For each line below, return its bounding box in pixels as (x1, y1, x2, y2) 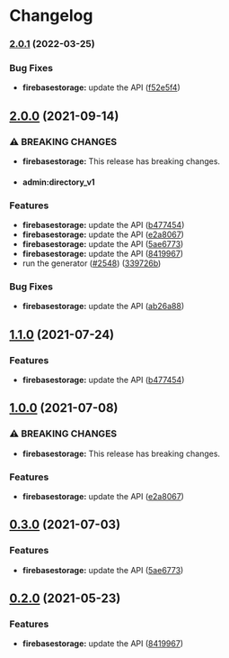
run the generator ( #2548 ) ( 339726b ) (22, 258, 162, 269)
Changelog (9, 5, 93, 26)
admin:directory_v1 (22, 177, 96, 187)
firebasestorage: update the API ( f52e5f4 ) (22, 82, 181, 93)
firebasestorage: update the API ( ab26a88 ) (22, 301, 185, 312)
